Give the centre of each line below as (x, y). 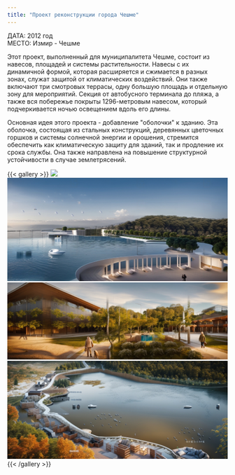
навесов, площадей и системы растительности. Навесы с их (98, 64)
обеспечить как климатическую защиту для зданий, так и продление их (115, 144)
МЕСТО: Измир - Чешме (44, 43)
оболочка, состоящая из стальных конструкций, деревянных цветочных (115, 130)
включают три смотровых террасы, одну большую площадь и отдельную (117, 86)
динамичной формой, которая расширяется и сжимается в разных (108, 71)
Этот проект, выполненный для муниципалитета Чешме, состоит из (108, 57)
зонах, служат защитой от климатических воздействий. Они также (107, 79)
